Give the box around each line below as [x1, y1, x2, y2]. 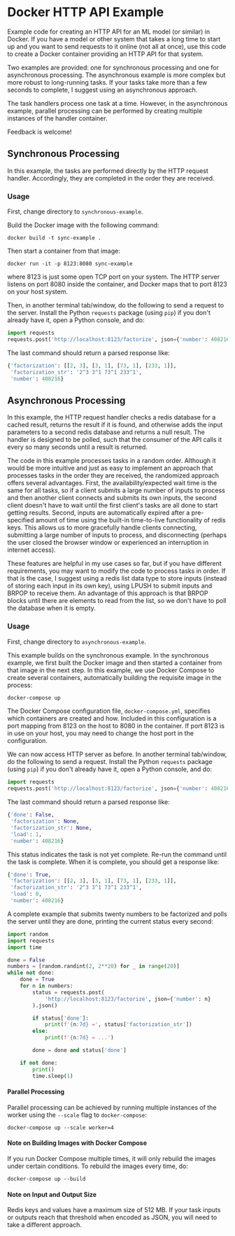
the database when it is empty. [7, 604, 96, 613]
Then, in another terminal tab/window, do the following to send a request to [7, 301, 225, 310]
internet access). [7, 546, 56, 554]
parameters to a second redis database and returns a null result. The [7, 428, 205, 436]
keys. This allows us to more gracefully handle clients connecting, [7, 523, 197, 532]
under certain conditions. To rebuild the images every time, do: [7, 1162, 189, 1170]
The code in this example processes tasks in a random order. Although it [7, 457, 216, 465]
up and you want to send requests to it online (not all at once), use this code [7, 42, 227, 50]
